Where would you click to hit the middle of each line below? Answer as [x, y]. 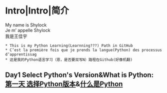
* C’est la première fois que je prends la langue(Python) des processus [84, 50]
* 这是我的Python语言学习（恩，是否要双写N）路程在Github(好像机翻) [69, 59]
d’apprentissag [21, 54]
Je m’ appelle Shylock [28, 30]
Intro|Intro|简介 [37, 11]
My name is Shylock [26, 25]
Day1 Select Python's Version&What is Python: [79, 75]
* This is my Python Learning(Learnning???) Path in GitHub [69, 45]
